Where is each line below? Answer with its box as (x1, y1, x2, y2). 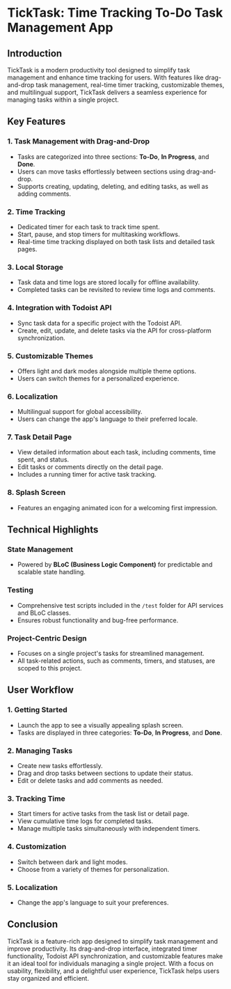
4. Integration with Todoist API (7, 303, 112, 313)
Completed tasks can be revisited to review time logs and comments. (17, 286, 216, 294)
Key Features (7, 116, 66, 128)
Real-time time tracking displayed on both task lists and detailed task (17, 237, 215, 245)
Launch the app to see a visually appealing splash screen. (17, 721, 184, 729)
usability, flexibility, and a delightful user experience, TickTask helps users (7, 967, 220, 975)
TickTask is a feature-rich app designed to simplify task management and (7, 937, 218, 945)
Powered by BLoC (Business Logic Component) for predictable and (17, 560, 213, 569)
